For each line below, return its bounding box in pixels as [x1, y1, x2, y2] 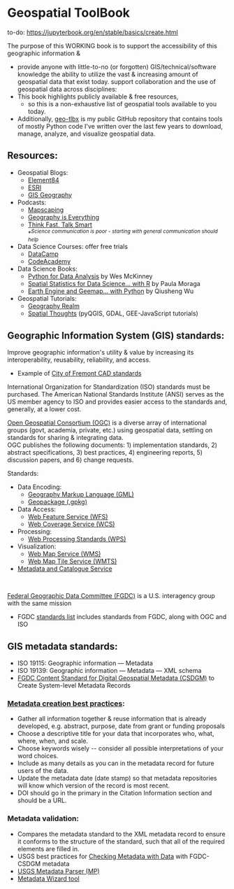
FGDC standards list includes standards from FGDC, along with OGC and [17, 613, 227, 621]
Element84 [27, 176, 59, 184]
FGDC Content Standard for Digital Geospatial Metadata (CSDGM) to [17, 674, 215, 683]
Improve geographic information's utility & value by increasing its [7, 348, 194, 357]
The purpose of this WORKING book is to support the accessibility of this [7, 41, 218, 50]
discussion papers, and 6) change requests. [7, 456, 134, 464]
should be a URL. [17, 796, 67, 805]
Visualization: [17, 542, 57, 550]
